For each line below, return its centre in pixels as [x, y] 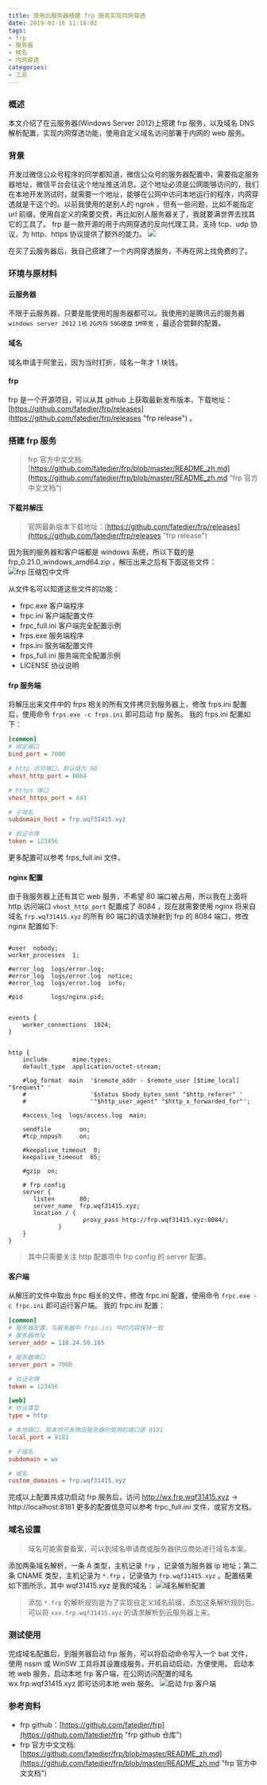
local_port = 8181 [39, 1437]
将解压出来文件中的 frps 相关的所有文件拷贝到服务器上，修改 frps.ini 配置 [128, 705]
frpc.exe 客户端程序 [52, 606]
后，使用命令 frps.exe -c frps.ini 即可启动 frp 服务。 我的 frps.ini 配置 [126, 714]
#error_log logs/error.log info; [67, 983]
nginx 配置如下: [33, 926]
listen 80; [62, 1199]
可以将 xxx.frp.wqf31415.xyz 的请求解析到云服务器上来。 [121, 1612]
